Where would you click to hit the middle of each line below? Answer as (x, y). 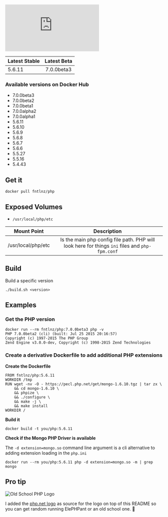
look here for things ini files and (102, 246)
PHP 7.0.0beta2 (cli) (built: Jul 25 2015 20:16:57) (61, 334)
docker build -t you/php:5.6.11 (39, 429)
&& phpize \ (26, 393)
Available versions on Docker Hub (47, 84)
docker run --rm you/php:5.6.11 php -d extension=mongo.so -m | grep (79, 462)
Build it (12, 420)
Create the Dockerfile (28, 366)
